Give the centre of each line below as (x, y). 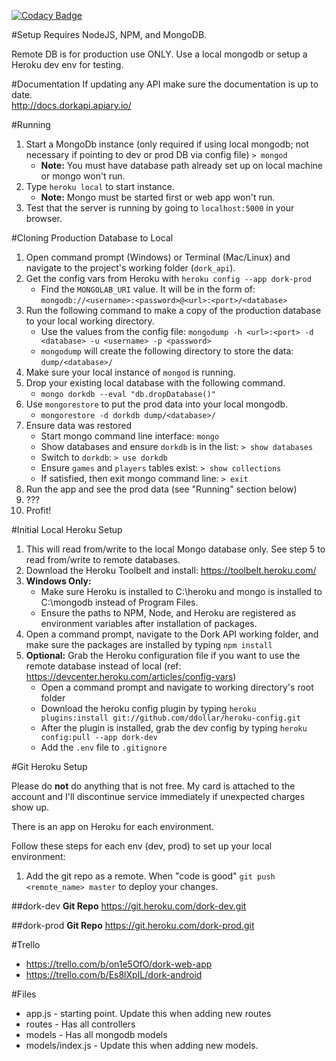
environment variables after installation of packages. (149, 623)
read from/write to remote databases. (103, 559)
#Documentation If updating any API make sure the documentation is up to (165, 84)
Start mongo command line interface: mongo (130, 436)
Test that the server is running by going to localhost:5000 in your (160, 208)
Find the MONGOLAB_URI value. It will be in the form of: (148, 289)
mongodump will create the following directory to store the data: (167, 351)
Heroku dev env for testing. (67, 64)
